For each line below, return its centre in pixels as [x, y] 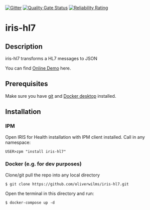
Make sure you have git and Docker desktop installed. [61, 96]
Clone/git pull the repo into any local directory [53, 175]
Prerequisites [27, 84]
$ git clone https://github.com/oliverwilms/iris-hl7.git [67, 184]
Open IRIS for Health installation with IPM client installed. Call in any [75, 137]
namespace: [18, 142]
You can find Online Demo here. [38, 68]
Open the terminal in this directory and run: [50, 193]
